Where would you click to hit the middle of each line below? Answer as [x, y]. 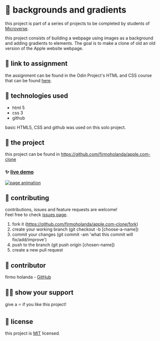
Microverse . [17, 28]
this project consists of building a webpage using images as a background [79, 38]
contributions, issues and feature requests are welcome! [61, 210]
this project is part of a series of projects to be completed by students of [77, 23]
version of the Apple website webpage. [44, 48]
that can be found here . [29, 80]
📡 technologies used [37, 96]
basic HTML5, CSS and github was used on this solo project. [65, 127]
